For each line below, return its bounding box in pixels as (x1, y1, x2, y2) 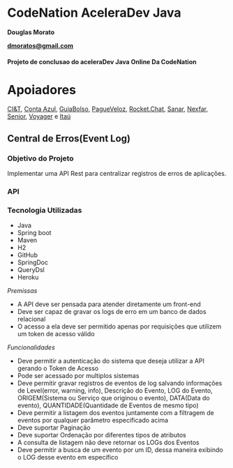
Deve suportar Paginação (17, 423, 91, 432)
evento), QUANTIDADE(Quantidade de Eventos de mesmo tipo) (17, 401, 199, 409)
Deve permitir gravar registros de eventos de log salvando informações (17, 379, 223, 388)
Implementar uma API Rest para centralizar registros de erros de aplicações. (7, 169, 227, 178)
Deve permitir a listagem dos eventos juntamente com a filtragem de (17, 409, 214, 417)
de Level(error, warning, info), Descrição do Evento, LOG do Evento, (17, 386, 213, 395)
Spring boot (17, 229, 52, 237)
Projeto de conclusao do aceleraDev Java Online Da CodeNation (7, 57, 197, 66)
